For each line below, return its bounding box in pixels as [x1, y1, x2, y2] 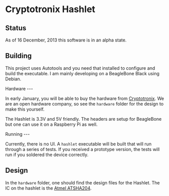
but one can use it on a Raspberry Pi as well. [5, 121, 98, 127]
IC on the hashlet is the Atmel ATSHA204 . [5, 185, 92, 191]
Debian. [5, 76, 22, 82]
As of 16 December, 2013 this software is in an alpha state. [5, 37, 127, 43]
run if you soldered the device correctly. [5, 152, 89, 158]
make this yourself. [5, 106, 45, 112]
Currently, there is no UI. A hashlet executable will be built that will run [5, 140, 152, 147]
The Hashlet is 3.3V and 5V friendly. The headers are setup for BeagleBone [5, 116, 162, 122]
